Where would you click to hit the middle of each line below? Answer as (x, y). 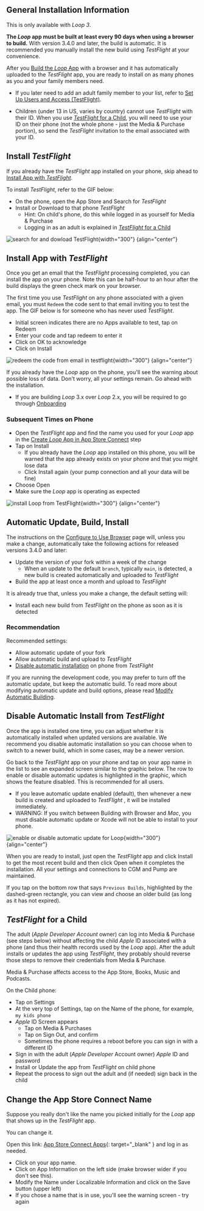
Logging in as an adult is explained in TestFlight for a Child (97, 227)
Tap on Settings (35, 1003)
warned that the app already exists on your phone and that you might (111, 458)
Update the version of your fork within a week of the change (91, 562)
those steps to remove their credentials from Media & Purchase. (86, 960)
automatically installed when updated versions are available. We (87, 737)
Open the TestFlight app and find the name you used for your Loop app (104, 433)
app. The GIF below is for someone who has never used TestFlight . (90, 311)
